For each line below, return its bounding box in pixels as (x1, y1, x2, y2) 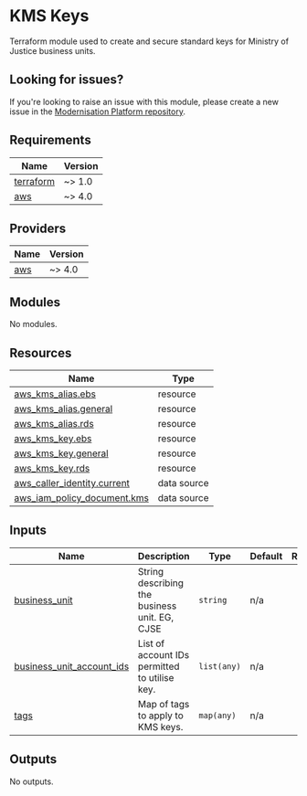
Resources (9, 345, 72, 361)
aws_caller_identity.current (14, 477, 131, 489)
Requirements (9, 133, 91, 148)
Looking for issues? (9, 72, 124, 88)
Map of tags (137, 697, 190, 710)
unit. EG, (137, 610, 175, 623)
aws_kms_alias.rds (14, 418, 94, 430)
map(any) (198, 710, 237, 720)
